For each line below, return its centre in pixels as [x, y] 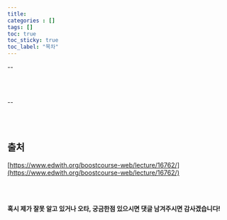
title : [17, 14]
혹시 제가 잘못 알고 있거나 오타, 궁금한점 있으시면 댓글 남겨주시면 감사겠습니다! [114, 208]
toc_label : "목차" [33, 47]
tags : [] [20, 27]
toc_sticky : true [33, 40]
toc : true [22, 34]
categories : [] [31, 21]
